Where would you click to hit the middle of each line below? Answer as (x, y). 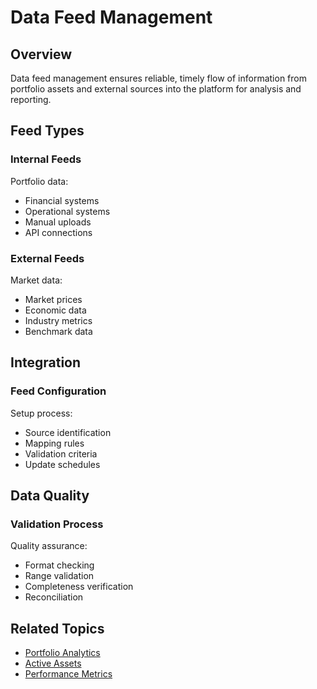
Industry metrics (58, 320)
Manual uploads (58, 222)
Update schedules (62, 464)
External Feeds (47, 258)
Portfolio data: (39, 181)
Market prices (53, 299)
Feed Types (47, 131)
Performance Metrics (68, 674)
